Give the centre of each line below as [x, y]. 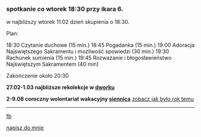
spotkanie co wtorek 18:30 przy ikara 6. [65, 9]
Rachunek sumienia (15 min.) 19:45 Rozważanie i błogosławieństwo [89, 58]
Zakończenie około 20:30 [37, 76]
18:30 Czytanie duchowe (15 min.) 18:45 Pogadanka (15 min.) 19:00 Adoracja [100, 45]
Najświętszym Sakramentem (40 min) [52, 64]
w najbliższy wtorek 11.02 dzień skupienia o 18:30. [68, 22]
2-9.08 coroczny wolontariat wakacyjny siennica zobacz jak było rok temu [100, 99]
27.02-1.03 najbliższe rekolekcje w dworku [60, 87]
